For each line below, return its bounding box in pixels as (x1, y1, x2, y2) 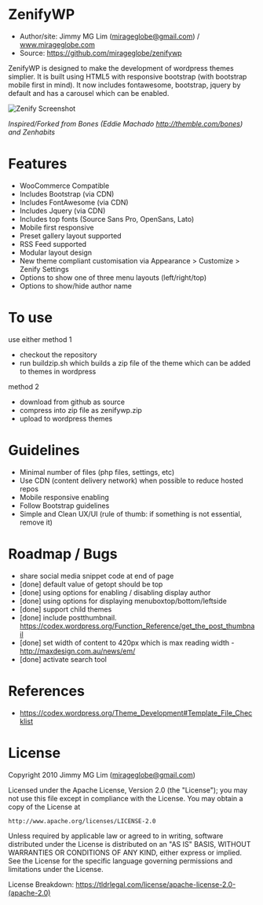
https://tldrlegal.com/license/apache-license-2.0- (75, 879, 236, 889)
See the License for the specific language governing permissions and (8, 855, 233, 866)
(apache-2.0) (8, 888, 51, 897)
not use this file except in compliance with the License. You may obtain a (8, 793, 243, 803)
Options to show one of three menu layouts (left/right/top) (19, 273, 207, 282)
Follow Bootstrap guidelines (19, 501, 110, 510)
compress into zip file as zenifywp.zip (19, 405, 143, 414)
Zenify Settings (19, 264, 69, 274)
